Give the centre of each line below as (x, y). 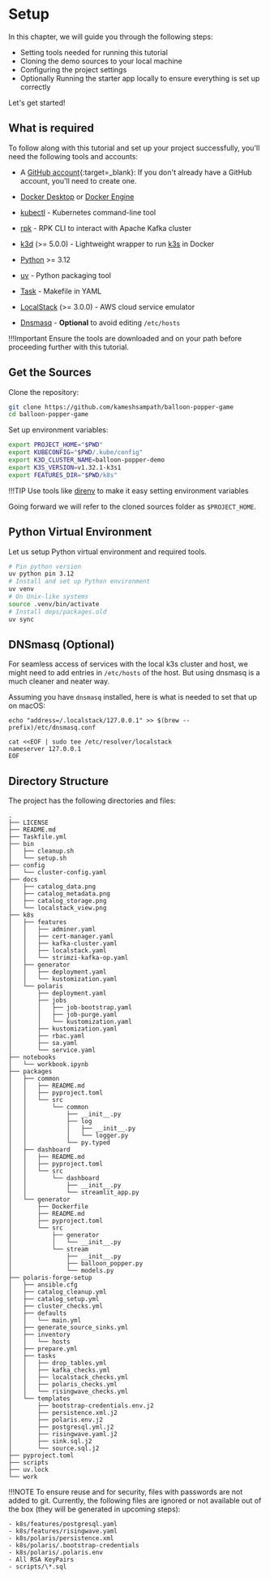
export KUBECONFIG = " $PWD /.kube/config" (76, 453)
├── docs (23, 880)
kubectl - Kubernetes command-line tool (88, 212)
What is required (51, 128)
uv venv (21, 589)
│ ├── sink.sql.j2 (50, 1442)
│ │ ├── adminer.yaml (52, 930)
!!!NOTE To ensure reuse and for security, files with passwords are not (126, 1492)
